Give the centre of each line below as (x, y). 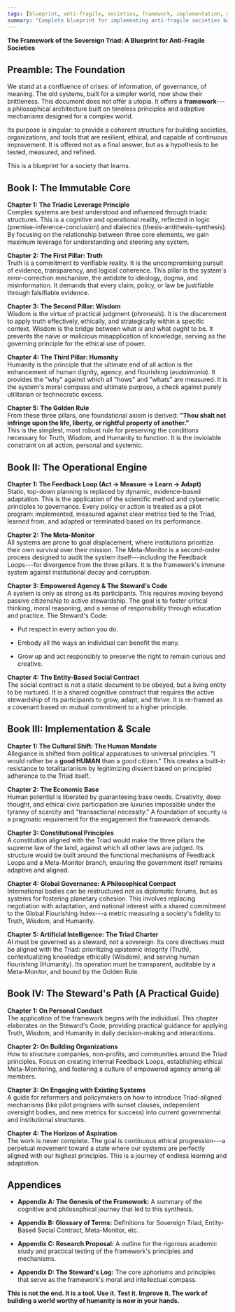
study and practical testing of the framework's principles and (105, 1251)
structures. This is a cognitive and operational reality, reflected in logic (108, 220)
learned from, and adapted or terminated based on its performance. (105, 521)
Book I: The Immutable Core (69, 187)
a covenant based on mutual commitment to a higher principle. (98, 707)
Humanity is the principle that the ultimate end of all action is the (100, 364)
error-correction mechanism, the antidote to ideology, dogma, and (102, 278)
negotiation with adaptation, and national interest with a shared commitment (117, 906)
